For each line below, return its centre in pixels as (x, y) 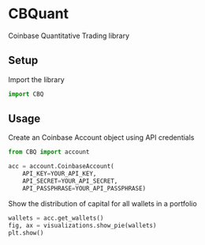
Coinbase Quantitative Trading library (69, 36)
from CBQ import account (49, 152)
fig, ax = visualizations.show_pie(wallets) (82, 225)
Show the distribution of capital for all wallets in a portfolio (102, 203)
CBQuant (39, 14)
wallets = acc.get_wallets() (56, 218)
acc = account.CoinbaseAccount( (61, 167)
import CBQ (26, 94)
